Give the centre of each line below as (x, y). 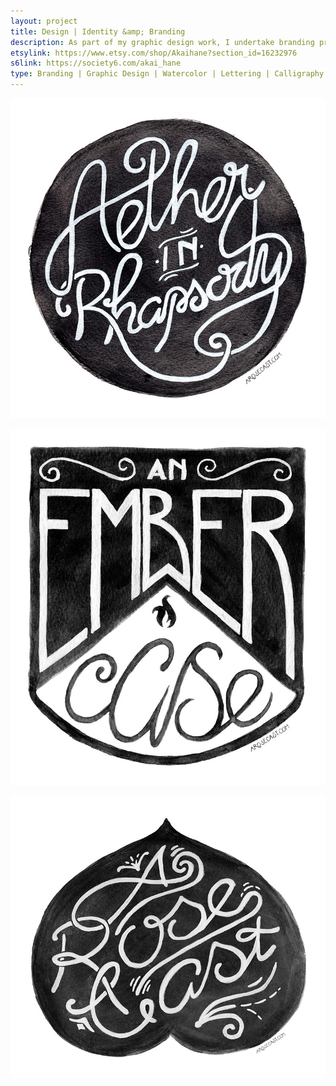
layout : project (44, 21)
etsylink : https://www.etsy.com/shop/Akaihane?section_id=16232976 (154, 53)
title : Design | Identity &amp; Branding (98, 31)
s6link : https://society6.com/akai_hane (96, 63)
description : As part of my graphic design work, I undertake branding (162, 42)
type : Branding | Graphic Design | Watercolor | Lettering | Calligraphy (167, 74)
